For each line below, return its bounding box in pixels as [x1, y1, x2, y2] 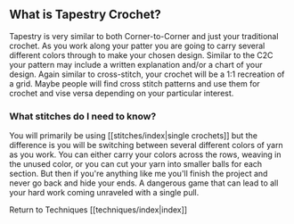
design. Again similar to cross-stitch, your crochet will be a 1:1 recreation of [9, 69, 285, 79]
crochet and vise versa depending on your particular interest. [9, 87, 234, 98]
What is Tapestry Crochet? [9, 7, 162, 22]
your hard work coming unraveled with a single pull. [9, 187, 200, 198]
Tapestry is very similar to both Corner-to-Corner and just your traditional [9, 30, 279, 41]
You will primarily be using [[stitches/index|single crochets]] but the [9, 130, 258, 141]
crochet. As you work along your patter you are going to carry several [9, 40, 265, 51]
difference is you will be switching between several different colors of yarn [9, 140, 283, 151]
